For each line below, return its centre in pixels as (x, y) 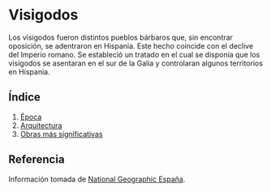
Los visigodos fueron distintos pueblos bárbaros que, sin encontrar (121, 37)
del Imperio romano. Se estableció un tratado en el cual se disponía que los (134, 54)
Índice (24, 98)
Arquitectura (41, 125)
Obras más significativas (61, 134)
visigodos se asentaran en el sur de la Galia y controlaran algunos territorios (136, 63)
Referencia (37, 160)
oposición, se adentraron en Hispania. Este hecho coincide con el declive (131, 45)
